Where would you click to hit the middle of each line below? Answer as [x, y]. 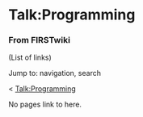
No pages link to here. [45, 104]
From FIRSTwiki [40, 40]
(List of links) [30, 57]
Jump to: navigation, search [55, 73]
